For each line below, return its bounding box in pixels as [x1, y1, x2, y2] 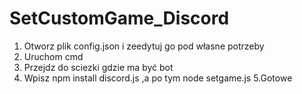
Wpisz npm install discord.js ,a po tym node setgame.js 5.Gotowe [23, 72, 293, 84]
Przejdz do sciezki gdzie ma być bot [23, 61, 174, 73]
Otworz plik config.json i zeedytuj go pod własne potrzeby [23, 40, 265, 52]
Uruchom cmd [23, 50, 84, 62]
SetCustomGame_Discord [9, 7, 230, 30]
